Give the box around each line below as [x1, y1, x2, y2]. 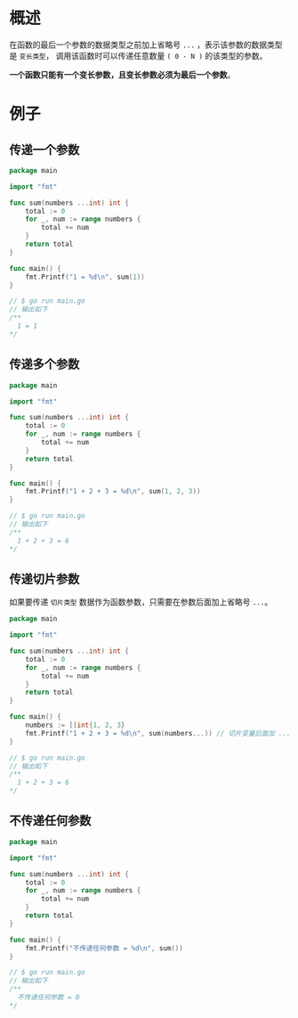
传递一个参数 [9, 142, 80, 157]
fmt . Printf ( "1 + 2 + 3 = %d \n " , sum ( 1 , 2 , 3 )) [25, 487, 201, 496]
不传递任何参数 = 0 [17, 993, 80, 1002]
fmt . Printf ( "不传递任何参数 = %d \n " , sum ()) [25, 943, 184, 953]
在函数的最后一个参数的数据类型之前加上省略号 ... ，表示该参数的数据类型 [9, 39, 283, 50]
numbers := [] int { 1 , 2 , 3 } [25, 721, 125, 730]
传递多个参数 [9, 357, 80, 372]
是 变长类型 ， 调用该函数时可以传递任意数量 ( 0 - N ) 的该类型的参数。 [9, 50, 268, 61]
